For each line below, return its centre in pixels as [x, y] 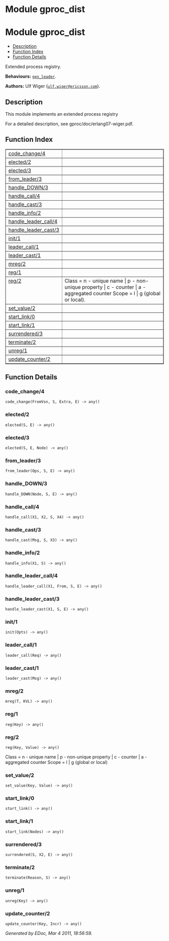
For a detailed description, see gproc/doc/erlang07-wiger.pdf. [69, 124]
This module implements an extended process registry [62, 114]
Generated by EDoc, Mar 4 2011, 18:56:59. [49, 933]
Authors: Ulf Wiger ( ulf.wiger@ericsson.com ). [53, 86]
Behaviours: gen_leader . [31, 76]
